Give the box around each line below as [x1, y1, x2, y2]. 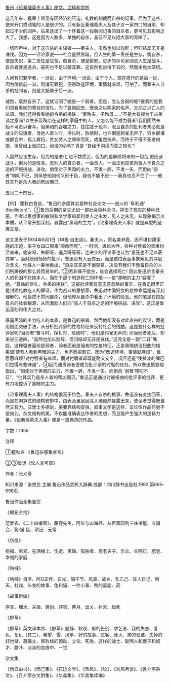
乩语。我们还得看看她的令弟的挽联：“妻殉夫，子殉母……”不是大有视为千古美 [5, 111, 163, 117]
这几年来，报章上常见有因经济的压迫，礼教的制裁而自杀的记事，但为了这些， [5, 15, 165, 21]
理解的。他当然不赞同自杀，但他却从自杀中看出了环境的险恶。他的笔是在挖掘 [5, 294, 165, 299]
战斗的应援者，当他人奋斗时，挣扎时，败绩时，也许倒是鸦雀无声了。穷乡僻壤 [5, 130, 165, 136]
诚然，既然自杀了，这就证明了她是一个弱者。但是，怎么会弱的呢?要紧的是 [5, 98, 158, 104]
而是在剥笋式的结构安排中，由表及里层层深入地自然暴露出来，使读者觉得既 [5, 398, 160, 403]
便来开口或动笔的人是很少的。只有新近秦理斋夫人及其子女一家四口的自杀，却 [5, 22, 165, 27]
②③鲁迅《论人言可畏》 [5, 460, 58, 466]
